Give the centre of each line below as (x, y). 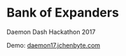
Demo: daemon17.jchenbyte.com (54, 45)
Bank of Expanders (63, 13)
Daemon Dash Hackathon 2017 (51, 32)
